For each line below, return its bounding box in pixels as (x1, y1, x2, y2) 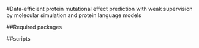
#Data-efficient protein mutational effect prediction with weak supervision (6, 5, 193, 12)
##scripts (6, 35, 31, 42)
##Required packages (6, 24, 62, 30)
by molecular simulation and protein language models (6, 12, 142, 19)
